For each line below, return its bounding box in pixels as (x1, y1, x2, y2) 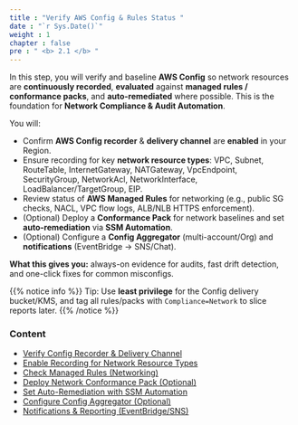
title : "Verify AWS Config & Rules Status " (9, 13, 184, 23)
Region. (22, 146, 52, 156)
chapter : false (9, 38, 71, 48)
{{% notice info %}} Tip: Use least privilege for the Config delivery (9, 286, 260, 297)
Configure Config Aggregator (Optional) (22, 396, 172, 407)
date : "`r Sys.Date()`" (9, 22, 103, 31)
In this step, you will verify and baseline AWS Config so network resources (9, 71, 290, 82)
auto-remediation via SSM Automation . (22, 222, 174, 233)
